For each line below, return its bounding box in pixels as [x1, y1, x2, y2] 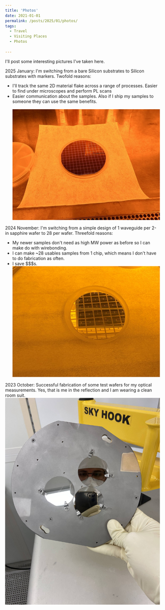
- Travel [9, 29, 27, 34]
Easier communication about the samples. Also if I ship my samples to [12, 93, 154, 99]
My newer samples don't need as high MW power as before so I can [12, 239, 151, 246]
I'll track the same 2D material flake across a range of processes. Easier [12, 83, 158, 89]
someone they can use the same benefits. [12, 98, 97, 104]
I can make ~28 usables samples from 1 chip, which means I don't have [12, 250, 157, 256]
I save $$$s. [12, 260, 38, 266]
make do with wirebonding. [12, 245, 68, 251]
